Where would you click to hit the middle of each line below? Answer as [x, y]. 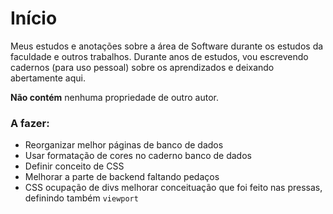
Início [34, 18]
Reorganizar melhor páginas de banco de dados [124, 145]
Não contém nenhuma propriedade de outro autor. [114, 97]
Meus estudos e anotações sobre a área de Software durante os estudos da [167, 46]
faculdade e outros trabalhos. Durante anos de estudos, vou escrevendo [159, 56]
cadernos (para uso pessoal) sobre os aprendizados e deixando [142, 67]
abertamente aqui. [48, 78]
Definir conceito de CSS [74, 166]
